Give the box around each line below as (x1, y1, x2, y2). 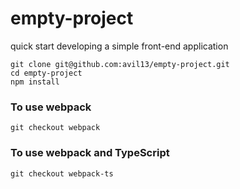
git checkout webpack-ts (10, 168, 114, 179)
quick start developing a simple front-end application (10, 40, 229, 52)
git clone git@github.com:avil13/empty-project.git (10, 59, 230, 69)
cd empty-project (10, 68, 83, 78)
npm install (10, 77, 60, 87)
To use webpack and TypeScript (10, 146, 170, 160)
